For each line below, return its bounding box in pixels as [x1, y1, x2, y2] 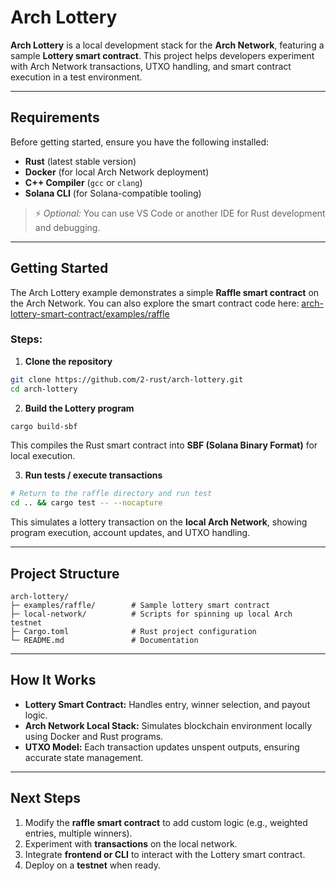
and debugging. [34, 221, 101, 233]
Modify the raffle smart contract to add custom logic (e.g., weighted [24, 816, 308, 828]
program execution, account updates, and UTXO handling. [10, 527, 251, 539]
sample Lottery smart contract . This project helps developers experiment [10, 49, 315, 61]
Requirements [10, 109, 100, 126]
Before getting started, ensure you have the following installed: [10, 136, 270, 148]
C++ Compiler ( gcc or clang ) [24, 176, 143, 188]
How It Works [10, 672, 97, 689]
